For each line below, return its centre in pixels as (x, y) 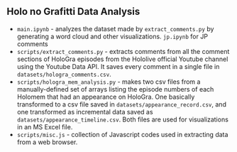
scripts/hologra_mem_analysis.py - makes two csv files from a (109, 82)
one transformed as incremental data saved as (85, 112)
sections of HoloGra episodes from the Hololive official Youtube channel (122, 59)
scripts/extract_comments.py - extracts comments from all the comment (123, 51)
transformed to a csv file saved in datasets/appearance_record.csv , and (121, 104)
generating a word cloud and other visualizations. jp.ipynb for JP (112, 36)
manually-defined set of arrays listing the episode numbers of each (115, 89)
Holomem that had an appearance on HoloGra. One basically (106, 97)
